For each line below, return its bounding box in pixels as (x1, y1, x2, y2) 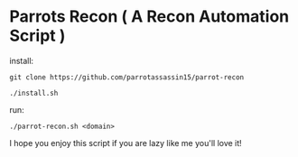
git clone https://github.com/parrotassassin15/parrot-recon (9, 72, 245, 82)
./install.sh (9, 88, 59, 97)
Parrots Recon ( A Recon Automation (9, 6, 290, 27)
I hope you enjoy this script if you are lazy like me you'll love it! (9, 137, 242, 148)
